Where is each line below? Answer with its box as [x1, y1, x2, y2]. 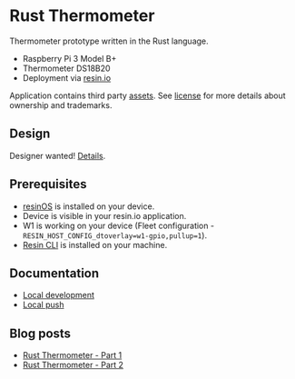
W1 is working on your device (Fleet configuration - [22, 220, 215, 231]
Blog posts [9, 325, 71, 341]
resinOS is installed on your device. [22, 201, 155, 212]
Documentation [9, 265, 100, 281]
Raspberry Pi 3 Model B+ [22, 53, 117, 64]
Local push [22, 299, 64, 310]
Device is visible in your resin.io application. [22, 210, 187, 221]
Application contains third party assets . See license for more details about [9, 90, 286, 101]
